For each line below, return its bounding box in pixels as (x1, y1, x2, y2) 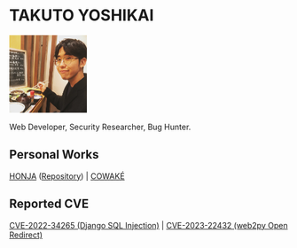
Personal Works (9, 147, 99, 162)
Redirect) (9, 229, 43, 240)
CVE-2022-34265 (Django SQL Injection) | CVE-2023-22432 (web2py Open (9, 220, 288, 230)
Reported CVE (9, 197, 90, 212)
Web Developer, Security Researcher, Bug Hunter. (9, 121, 191, 132)
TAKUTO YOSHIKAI (9, 5, 154, 26)
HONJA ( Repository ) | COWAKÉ (9, 170, 126, 182)
